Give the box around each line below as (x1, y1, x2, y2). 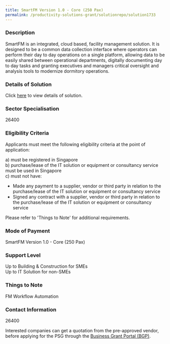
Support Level (5, 251, 41, 259)
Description (5, 29, 35, 36)
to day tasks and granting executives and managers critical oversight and (5, 62, 159, 69)
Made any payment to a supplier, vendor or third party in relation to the (12, 183, 161, 189)
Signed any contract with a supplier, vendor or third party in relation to (12, 193, 160, 200)
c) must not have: (5, 173, 42, 179)
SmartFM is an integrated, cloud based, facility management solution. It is (5, 40, 160, 47)
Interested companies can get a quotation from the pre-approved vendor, (5, 327, 159, 333)
